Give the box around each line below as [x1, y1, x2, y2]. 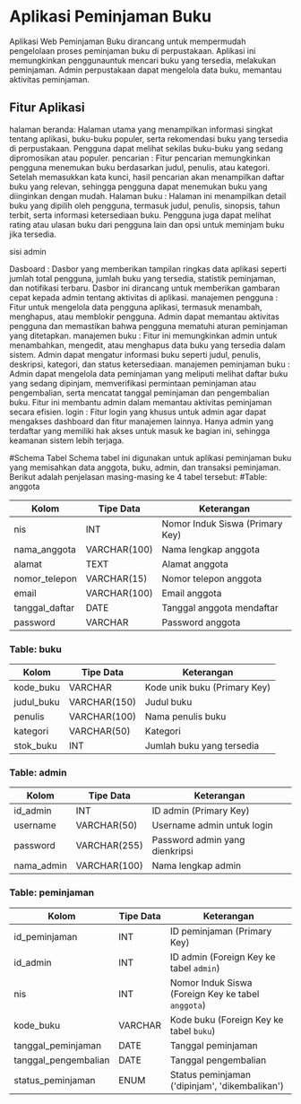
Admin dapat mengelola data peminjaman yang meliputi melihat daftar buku [9, 368, 288, 378]
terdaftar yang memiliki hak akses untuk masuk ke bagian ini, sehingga [9, 425, 271, 436]
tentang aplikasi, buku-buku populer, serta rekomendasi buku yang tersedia [9, 133, 288, 144]
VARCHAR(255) [75, 839, 143, 852]
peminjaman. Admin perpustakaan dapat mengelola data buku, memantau [9, 65, 282, 75]
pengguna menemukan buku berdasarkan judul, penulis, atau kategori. [9, 161, 271, 172]
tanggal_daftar [13, 601, 75, 613]
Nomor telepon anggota [161, 572, 262, 585]
